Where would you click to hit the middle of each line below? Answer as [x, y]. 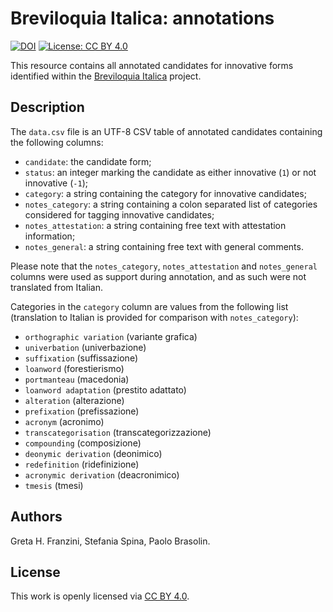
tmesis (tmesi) [54, 485]
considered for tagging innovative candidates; [119, 214]
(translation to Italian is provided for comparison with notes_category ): [154, 317]
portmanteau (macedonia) [77, 379]
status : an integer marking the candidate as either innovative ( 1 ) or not [170, 172]
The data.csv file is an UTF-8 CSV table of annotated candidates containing [166, 131]
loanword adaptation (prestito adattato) [105, 389]
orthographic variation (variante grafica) [111, 336]
